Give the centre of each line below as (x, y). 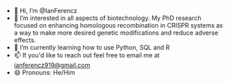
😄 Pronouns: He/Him (44, 72)
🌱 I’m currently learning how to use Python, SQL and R (92, 47)
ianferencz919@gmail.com (52, 65)
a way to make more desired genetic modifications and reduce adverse (116, 33)
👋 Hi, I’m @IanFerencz (46, 11)
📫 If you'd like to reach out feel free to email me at (87, 55)
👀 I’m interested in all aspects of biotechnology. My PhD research (108, 18)
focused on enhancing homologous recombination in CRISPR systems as (118, 25)
